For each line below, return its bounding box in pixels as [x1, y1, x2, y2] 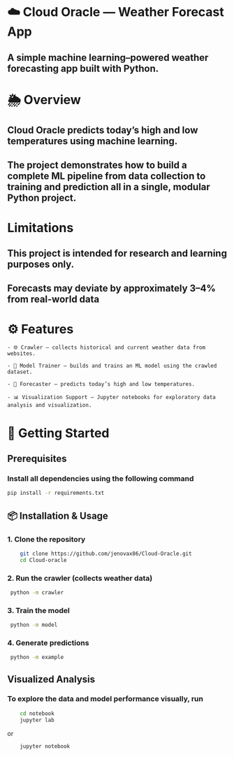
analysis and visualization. [7, 402, 92, 409]
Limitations [7, 219, 74, 236]
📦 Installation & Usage [7, 510, 108, 521]
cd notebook [20, 709, 54, 717]
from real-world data [7, 293, 100, 305]
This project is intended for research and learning [7, 247, 227, 259]
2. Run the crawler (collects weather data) [7, 573, 153, 583]
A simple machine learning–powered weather [7, 52, 209, 64]
